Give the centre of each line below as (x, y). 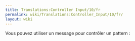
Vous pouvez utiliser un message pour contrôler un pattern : (68, 33)
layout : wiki (19, 19)
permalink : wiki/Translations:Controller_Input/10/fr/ (64, 14)
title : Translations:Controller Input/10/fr (53, 10)
